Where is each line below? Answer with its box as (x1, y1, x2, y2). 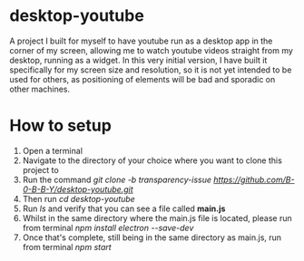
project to (22, 164, 59, 175)
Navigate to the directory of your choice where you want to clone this (22, 155, 283, 166)
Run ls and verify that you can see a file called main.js (22, 203, 226, 214)
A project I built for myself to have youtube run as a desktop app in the (9, 35, 273, 46)
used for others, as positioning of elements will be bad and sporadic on (9, 73, 276, 84)
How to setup (9, 115, 112, 136)
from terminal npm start (22, 241, 112, 252)
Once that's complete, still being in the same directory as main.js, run (22, 232, 282, 243)
